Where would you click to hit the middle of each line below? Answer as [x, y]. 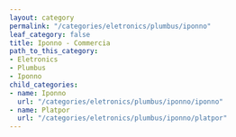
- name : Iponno [38, 93]
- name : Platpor [40, 110]
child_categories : [44, 85]
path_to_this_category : [54, 51]
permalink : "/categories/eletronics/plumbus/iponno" [110, 26]
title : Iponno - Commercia [60, 43]
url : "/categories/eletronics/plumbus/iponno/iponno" [120, 101]
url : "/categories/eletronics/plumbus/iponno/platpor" [123, 118]
